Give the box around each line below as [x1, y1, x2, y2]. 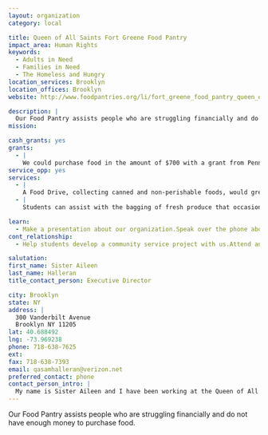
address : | [8, 306, 45, 314]
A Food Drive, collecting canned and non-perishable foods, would [22, 188, 248, 196]
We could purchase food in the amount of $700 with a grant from [22, 159, 245, 167]
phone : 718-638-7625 [8, 343, 77, 351]
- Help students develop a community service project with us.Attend [15, 240, 251, 248]
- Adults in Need [15, 56, 73, 64]
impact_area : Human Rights [8, 41, 98, 49]
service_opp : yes [8, 166, 66, 174]
